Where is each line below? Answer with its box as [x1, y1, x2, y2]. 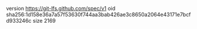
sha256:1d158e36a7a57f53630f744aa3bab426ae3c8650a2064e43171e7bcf [6, 11, 191, 18]
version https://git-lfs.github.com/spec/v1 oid [6, 5, 116, 12]
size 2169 [32, 17, 56, 24]
